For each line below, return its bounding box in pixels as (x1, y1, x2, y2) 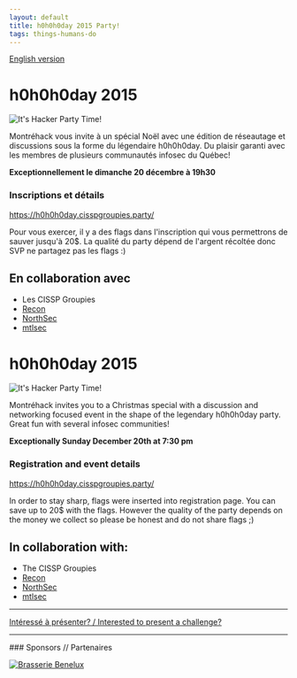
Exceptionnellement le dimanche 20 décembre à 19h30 (9, 167, 217, 178)
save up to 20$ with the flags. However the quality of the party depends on (9, 505, 283, 515)
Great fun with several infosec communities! (9, 419, 170, 429)
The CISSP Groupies (21, 563, 97, 574)
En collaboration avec (9, 271, 131, 286)
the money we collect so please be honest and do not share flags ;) (9, 514, 255, 525)
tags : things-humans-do (9, 29, 97, 38)
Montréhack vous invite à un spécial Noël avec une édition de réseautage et (9, 131, 286, 142)
